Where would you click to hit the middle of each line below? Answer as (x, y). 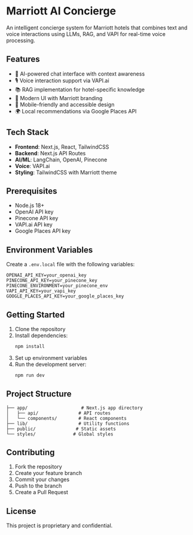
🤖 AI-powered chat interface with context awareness (80, 74)
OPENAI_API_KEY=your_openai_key (46, 275)
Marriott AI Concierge (61, 11)
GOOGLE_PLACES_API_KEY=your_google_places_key (65, 296)
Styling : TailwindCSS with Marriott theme (66, 172)
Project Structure (39, 394)
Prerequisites (32, 191)
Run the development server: (50, 364)
